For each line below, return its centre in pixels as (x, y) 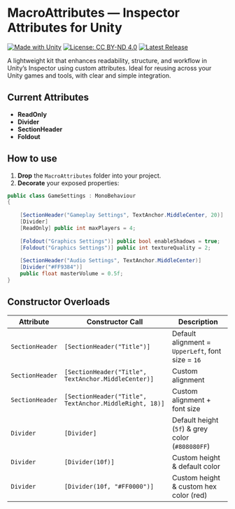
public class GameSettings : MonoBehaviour (72, 196)
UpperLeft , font (197, 351)
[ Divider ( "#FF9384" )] (51, 267)
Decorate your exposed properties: (68, 182)
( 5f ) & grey (190, 429)
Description (198, 322)
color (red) (190, 495)
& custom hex (194, 486)
